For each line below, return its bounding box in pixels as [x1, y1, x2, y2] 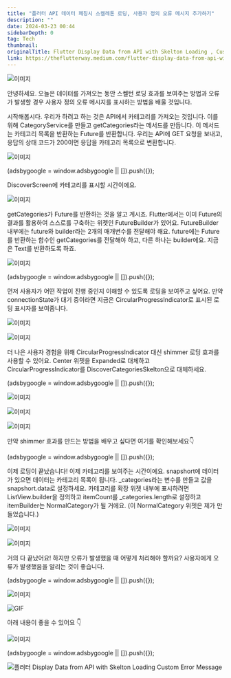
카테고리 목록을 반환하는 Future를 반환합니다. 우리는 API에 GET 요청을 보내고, [14, 129, 223, 138]
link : [7, 55, 23, 62]
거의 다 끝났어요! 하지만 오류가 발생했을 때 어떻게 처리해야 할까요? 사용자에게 [7, 554, 212, 562]
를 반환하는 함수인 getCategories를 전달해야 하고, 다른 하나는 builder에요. [7, 235, 206, 244]
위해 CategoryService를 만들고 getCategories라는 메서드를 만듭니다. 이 [7, 121, 201, 129]
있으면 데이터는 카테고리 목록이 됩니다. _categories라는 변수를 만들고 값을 [14, 475, 212, 483]
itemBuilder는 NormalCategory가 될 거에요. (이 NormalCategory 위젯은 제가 [7, 501, 215, 510]
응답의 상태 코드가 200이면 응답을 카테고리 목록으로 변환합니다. [7, 138, 177, 146]
